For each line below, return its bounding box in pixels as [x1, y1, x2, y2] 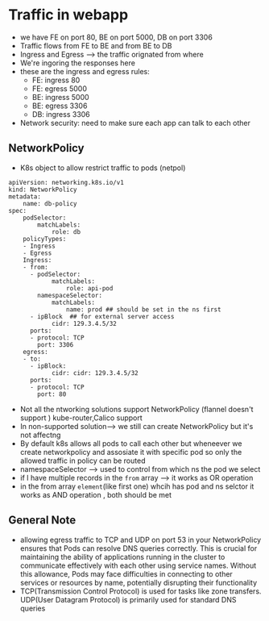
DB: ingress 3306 [31, 109, 90, 119]
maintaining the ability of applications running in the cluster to [19, 552, 226, 561]
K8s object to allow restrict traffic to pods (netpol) [19, 163, 186, 173]
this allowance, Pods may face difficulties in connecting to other [19, 569, 234, 578]
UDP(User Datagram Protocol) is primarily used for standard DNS [19, 594, 237, 604]
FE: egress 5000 [31, 83, 87, 94]
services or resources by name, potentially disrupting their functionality [19, 577, 258, 587]
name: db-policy [23, 199, 78, 207]
